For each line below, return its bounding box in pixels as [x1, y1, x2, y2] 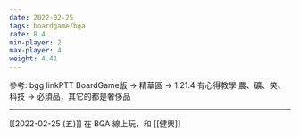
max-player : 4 [9, 46, 62, 55]
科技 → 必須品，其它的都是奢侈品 [9, 91, 131, 101]
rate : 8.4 [9, 29, 46, 38]
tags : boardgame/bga [9, 21, 87, 30]
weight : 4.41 [9, 54, 58, 63]
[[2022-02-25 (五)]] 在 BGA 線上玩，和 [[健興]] [9, 118, 181, 129]
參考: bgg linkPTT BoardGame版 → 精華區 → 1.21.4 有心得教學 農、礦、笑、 [9, 80, 286, 90]
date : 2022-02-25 [9, 12, 74, 22]
